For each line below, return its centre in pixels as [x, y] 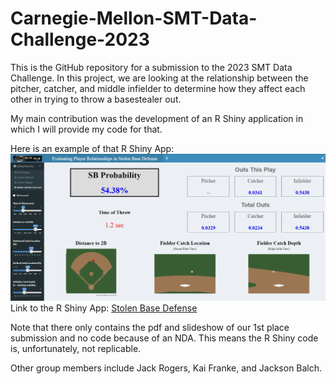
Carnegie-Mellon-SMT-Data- [134, 18]
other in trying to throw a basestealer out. [96, 99]
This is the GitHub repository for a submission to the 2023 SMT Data [151, 67]
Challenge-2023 [80, 39]
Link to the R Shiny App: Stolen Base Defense [104, 308]
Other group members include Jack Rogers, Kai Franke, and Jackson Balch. [166, 368]
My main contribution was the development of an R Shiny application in [157, 118]
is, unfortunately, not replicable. [76, 348]
